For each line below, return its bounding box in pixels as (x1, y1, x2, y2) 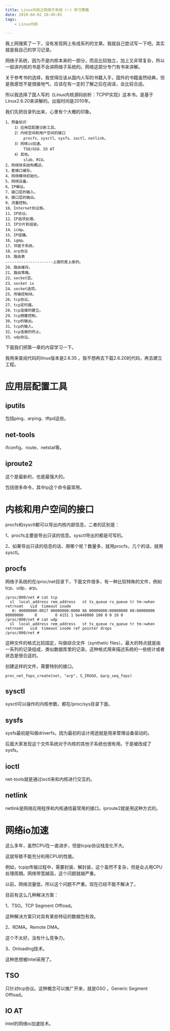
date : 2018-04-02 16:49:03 (5, 12, 62, 17)
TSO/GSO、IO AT (23, 147, 55, 152)
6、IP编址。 (5, 184, 28, 190)
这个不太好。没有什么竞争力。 (5, 934, 67, 941)
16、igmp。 (5, 238, 27, 243)
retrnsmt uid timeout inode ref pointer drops (5, 626, 112, 631)
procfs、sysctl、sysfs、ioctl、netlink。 (23, 136, 108, 141)
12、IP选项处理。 (5, 217, 37, 222)
